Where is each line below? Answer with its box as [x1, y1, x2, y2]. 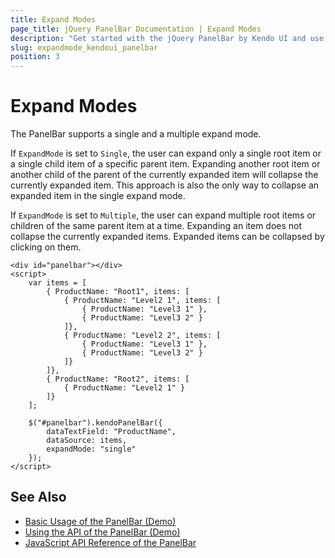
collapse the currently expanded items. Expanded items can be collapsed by [10, 231, 325, 243]
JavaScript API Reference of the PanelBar [24, 536, 197, 548]
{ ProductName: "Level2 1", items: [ [63, 296, 222, 306]
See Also [10, 489, 67, 506]
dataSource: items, [46, 436, 128, 446]
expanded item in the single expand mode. [10, 190, 186, 202]
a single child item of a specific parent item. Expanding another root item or [10, 158, 321, 170]
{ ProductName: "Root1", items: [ [46, 287, 190, 297]
